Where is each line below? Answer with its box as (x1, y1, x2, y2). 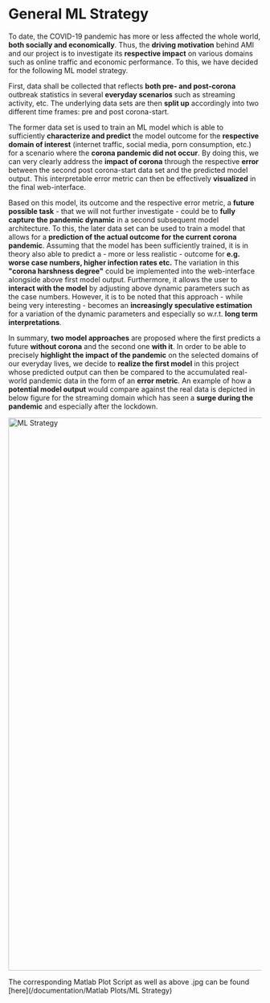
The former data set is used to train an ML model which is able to (8, 122, 223, 132)
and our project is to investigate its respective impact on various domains (8, 48, 253, 58)
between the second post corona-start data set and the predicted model (8, 165, 248, 175)
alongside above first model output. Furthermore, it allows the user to (8, 274, 238, 284)
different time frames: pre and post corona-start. (8, 106, 170, 117)
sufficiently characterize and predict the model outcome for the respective (8, 130, 260, 141)
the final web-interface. (8, 182, 87, 191)
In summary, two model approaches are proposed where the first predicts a (8, 333, 261, 343)
